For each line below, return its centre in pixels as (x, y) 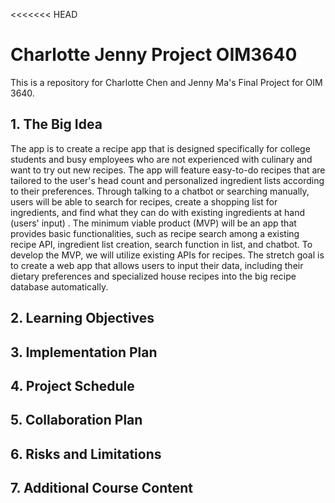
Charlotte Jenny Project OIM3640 (154, 55)
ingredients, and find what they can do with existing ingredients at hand (158, 212)
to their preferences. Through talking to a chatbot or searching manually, (160, 191)
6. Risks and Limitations (86, 454)
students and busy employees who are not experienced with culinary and (161, 159)
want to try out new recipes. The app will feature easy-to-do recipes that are (168, 170)
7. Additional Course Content (102, 488)
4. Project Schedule (72, 385)
